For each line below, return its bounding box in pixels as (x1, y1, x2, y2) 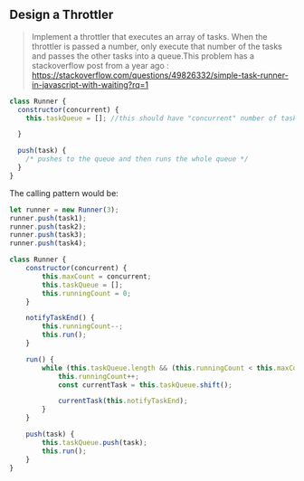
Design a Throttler (9, 7, 114, 23)
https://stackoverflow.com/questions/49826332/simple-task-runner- (31, 70, 290, 80)
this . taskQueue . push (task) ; (42, 438, 147, 447)
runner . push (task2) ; (9, 222, 88, 231)
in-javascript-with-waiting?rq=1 (31, 79, 149, 90)
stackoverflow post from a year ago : (31, 60, 169, 71)
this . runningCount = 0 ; (42, 288, 131, 297)
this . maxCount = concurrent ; (42, 271, 152, 281)
